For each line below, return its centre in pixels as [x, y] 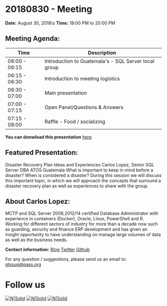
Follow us [25, 285]
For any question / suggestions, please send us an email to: [66, 259]
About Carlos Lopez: [38, 201]
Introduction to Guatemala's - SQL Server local [99, 61]
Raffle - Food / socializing [75, 122]
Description [102, 52]
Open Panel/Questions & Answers [84, 107]
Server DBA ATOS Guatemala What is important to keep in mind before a [79, 170]
